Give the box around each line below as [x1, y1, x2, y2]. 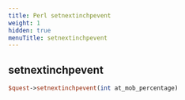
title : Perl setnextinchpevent [8, 11, 111, 20]
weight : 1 [8, 19, 41, 27]
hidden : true [8, 26, 51, 34]
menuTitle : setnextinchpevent [8, 33, 108, 42]
